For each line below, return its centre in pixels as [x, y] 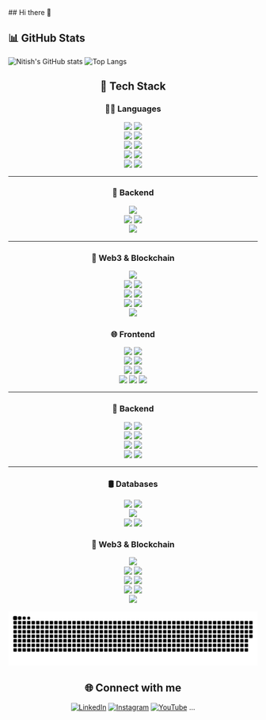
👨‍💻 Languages [133, 109]
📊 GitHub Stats [47, 38]
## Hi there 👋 [30, 12]
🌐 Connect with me [133, 688]
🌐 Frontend [133, 335]
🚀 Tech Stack [133, 86]
